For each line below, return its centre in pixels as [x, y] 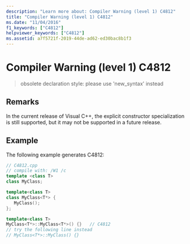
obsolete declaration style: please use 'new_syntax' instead [92, 83]
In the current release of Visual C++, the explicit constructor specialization [95, 116]
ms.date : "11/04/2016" [34, 22]
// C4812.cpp [22, 165]
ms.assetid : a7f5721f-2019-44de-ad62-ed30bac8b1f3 [69, 39]
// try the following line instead [49, 230]
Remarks [23, 102]
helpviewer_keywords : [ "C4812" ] [45, 33]
